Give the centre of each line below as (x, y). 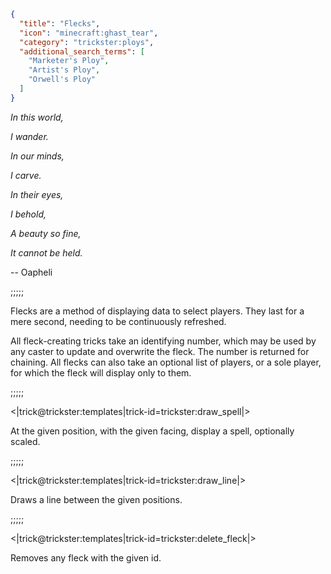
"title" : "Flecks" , (60, 23)
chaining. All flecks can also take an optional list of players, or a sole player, (166, 362)
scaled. (25, 441)
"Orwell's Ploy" (62, 80)
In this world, (37, 117)
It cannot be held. (46, 252)
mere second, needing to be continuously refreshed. (118, 321)
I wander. (29, 136)
